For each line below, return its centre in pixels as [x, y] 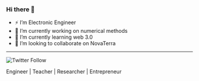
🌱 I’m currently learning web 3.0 [54, 37]
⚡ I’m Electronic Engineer [45, 22]
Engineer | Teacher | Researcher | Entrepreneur [64, 72]
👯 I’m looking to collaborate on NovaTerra [65, 43]
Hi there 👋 [21, 9]
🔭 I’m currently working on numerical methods [71, 31]
